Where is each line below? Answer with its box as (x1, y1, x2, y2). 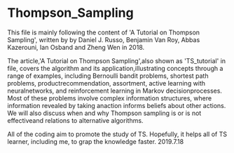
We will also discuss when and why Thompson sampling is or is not (7, 109, 202, 117)
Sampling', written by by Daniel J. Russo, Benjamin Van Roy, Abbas (7, 35, 200, 44)
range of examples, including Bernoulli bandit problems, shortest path (7, 72, 209, 80)
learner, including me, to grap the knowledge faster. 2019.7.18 (7, 137, 184, 145)
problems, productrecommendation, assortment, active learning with (7, 79, 205, 87)
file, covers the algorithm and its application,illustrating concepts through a (7, 64, 223, 72)
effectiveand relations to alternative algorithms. (7, 116, 144, 124)
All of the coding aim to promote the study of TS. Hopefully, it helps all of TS (7, 130, 228, 138)
